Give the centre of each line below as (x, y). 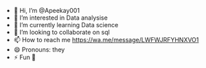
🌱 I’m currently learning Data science (66, 25)
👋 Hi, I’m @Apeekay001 (47, 11)
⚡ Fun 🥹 (25, 57)
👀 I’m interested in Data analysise (60, 18)
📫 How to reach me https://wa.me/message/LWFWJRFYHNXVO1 (106, 40)
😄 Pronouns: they (39, 50)
